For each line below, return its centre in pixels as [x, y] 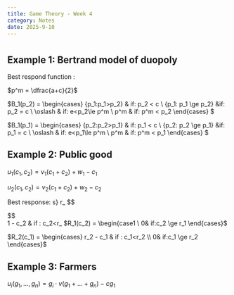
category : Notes [31, 20]
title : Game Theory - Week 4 [50, 14]
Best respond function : [41, 76]
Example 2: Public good [60, 155]
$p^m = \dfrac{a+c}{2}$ [43, 90]
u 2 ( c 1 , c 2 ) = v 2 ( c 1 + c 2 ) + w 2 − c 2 [54, 188]
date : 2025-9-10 [31, 27]
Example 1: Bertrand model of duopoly [92, 59]
